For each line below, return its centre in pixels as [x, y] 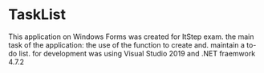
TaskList [37, 15]
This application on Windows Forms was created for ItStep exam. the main [131, 36]
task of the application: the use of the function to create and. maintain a [126, 44]
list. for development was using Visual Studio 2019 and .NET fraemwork [137, 53]
